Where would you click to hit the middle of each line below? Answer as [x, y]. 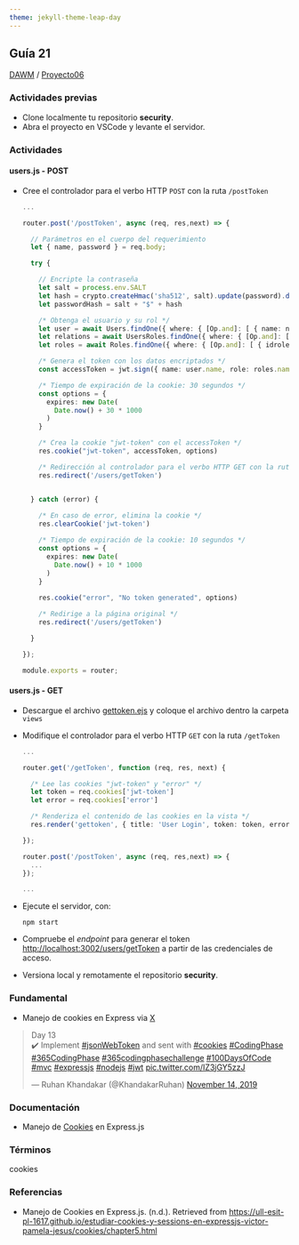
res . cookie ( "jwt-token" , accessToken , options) [128, 451]
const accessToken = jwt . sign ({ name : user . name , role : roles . [158, 370]
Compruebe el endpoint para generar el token [106, 939]
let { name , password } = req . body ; [98, 247]
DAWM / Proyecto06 [47, 75]
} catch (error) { [65, 499]
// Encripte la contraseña [89, 280]
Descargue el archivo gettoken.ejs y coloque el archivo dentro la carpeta [155, 710]
